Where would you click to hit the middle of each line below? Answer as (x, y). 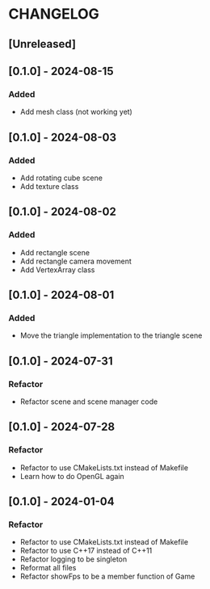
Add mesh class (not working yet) (76, 112)
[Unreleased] (42, 44)
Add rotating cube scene (61, 178)
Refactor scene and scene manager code (89, 402)
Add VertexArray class (57, 269)
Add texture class (49, 186)
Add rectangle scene (55, 252)
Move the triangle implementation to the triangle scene (111, 335)
